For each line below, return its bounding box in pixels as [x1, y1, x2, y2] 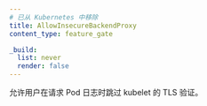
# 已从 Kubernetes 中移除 [9, 12, 99, 22]
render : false [17, 62, 69, 71]
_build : [9, 45, 38, 54]
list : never [17, 54, 62, 63]
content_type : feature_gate [9, 29, 114, 38]
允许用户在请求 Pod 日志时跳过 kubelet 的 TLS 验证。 [9, 87, 203, 97]
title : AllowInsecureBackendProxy [9, 21, 138, 30]
